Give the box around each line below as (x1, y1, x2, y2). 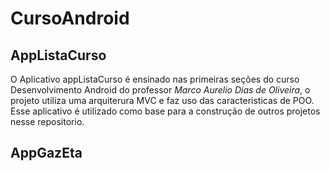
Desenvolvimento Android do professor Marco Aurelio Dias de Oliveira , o (10, 84, 311, 96)
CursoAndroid (10, 7, 130, 30)
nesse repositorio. (10, 116, 85, 127)
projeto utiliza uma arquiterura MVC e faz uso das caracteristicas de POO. (10, 95, 315, 106)
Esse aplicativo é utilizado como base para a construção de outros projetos (10, 105, 321, 117)
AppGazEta (10, 145, 83, 162)
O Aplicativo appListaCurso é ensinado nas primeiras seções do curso (10, 73, 300, 85)
